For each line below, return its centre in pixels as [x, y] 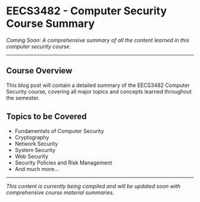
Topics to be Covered [46, 116]
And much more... [37, 169]
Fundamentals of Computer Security [59, 131]
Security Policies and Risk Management [63, 163]
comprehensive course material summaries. [60, 192]
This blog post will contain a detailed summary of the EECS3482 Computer [98, 85]
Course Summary [51, 24]
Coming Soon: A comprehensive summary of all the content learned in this [98, 40]
